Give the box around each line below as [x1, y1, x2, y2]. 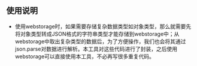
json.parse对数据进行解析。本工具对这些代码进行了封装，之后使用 [14, 45, 178, 52]
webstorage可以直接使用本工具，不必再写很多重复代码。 [14, 53, 154, 60]
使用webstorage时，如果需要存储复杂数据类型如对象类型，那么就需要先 [14, 23, 192, 30]
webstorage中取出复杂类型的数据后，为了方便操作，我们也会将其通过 [14, 38, 186, 45]
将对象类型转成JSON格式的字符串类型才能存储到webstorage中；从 [14, 30, 180, 37]
